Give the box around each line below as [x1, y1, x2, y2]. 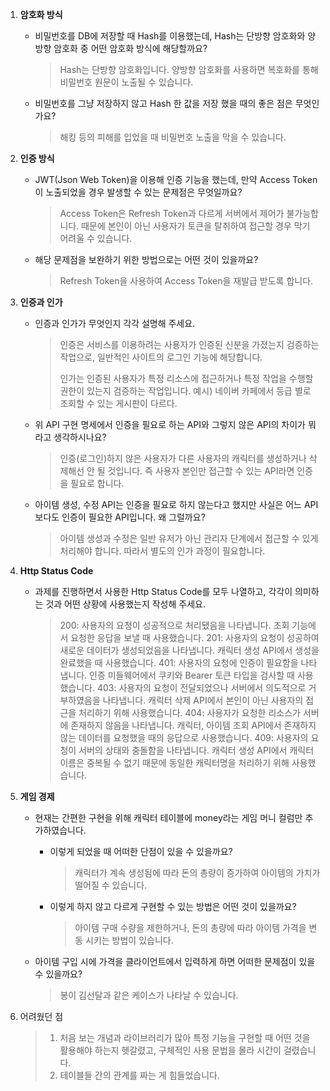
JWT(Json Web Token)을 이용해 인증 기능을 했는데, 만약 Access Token [34, 174, 318, 185]
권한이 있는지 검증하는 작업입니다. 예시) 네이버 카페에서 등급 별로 [59, 385, 312, 397]
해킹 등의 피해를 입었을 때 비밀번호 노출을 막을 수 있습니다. [59, 131, 287, 143]
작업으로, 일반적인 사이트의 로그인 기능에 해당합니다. [59, 351, 263, 363]
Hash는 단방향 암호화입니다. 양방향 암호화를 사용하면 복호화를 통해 [59, 64, 319, 75]
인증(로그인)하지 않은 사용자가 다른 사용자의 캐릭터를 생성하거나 [59, 453, 307, 464]
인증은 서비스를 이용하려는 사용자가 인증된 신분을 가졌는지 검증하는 [59, 339, 320, 350]
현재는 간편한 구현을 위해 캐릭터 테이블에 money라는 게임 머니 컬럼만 [34, 812, 303, 823]
